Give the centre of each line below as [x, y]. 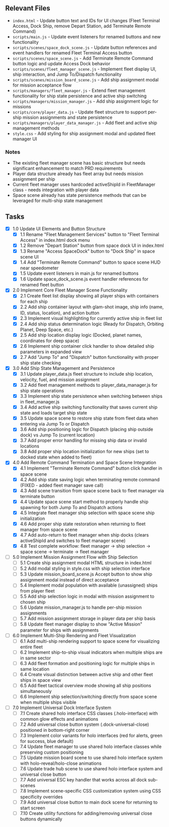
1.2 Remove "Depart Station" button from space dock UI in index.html [92, 245]
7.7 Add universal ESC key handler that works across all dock [83, 780]
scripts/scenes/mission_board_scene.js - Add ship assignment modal [86, 79]
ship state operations [42, 391]
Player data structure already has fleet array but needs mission [78, 174]
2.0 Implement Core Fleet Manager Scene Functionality [70, 290]
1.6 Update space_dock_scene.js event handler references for [84, 279]
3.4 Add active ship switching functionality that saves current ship [89, 407]
